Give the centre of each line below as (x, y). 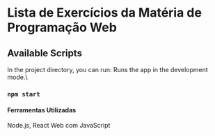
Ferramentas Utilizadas (42, 110)
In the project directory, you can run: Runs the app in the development (108, 70)
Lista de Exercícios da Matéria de (104, 13)
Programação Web (62, 27)
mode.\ (17, 77)
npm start (24, 94)
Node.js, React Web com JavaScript (59, 126)
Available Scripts (45, 53)
